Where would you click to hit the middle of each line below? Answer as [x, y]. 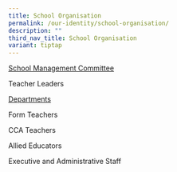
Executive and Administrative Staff [65, 162]
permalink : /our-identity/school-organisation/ [89, 23]
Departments [30, 99]
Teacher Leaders [36, 84]
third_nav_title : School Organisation [73, 38]
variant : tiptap [35, 46]
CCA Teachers [32, 130]
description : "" [35, 30]
